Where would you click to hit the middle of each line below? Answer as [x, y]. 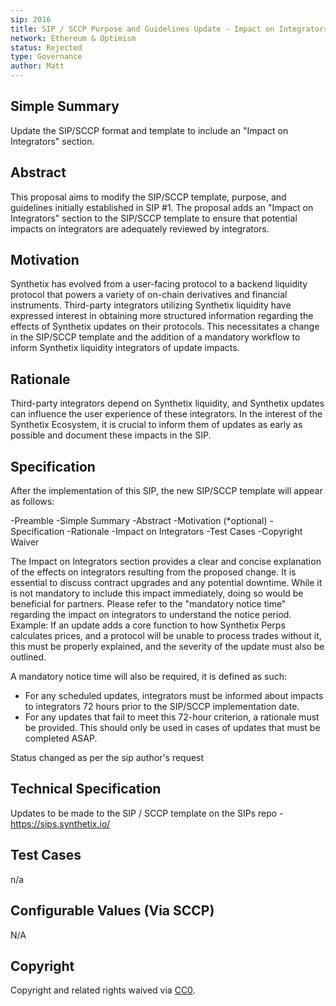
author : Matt [37, 66]
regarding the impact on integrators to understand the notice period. [151, 615]
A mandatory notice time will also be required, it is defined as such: [149, 677]
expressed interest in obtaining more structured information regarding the [162, 316]
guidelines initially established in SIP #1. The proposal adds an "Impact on [162, 207]
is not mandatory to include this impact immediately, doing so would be [157, 593]
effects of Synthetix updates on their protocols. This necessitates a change [165, 327]
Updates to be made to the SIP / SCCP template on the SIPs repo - [147, 813]
